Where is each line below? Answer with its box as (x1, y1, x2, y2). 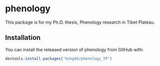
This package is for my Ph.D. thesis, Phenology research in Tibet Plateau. (5, 19, 156, 25)
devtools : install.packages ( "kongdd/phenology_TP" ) (5, 56, 112, 61)
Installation (5, 33, 41, 42)
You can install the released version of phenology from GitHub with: (5, 46, 144, 52)
